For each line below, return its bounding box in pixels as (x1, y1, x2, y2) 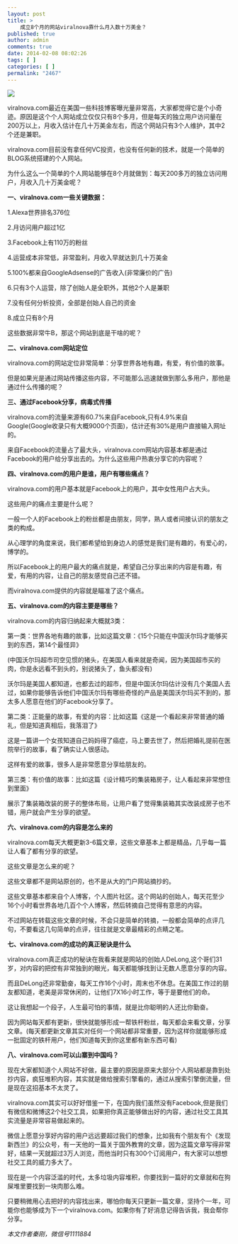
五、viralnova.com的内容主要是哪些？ (7, 601, 119, 610)
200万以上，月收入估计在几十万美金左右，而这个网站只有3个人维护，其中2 (7, 121, 225, 130)
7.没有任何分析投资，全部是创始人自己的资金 (7, 298, 137, 307)
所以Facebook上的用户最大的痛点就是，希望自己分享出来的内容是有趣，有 (7, 562, 222, 571)
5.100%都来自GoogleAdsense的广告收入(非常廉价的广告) (7, 268, 173, 276)
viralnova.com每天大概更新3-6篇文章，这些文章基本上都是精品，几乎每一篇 (7, 838, 227, 846)
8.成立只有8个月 (7, 313, 55, 322)
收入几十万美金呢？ (25, 178, 82, 186)
